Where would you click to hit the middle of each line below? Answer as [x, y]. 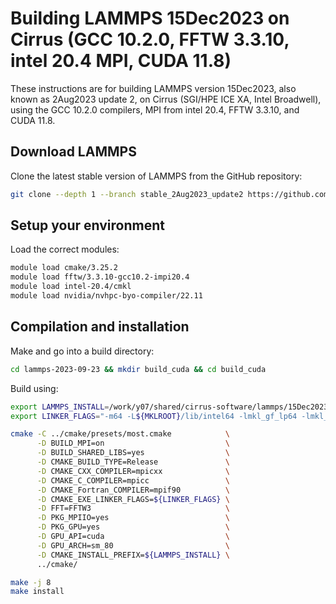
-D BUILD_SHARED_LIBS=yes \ [133, 453]
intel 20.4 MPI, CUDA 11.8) [121, 61]
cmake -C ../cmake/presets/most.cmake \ [120, 434]
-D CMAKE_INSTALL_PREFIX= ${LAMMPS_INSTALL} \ [133, 555]
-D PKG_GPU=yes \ [133, 527]
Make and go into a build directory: [82, 351]
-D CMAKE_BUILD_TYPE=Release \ [133, 462]
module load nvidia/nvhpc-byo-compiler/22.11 [106, 296]
